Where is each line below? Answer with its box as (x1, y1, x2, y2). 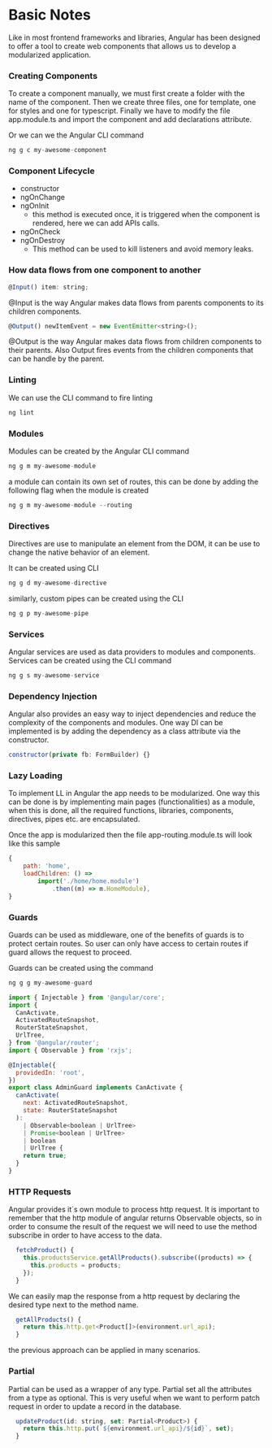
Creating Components (8, 70, 98, 81)
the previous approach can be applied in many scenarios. (8, 1346, 201, 1355)
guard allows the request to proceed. (8, 947, 132, 957)
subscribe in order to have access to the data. (8, 1230, 162, 1241)
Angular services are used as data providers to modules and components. (8, 647, 256, 657)
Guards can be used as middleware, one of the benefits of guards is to (8, 929, 244, 940)
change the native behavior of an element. (8, 547, 150, 557)
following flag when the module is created (8, 485, 149, 495)
